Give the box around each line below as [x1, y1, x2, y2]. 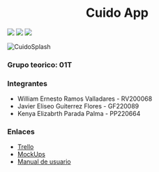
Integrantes [7, 78, 47, 88]
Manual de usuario [17, 157, 71, 166]
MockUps [17, 150, 45, 159]
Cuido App [86, 5, 149, 21]
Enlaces [7, 127, 35, 137]
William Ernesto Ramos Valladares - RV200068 [17, 94, 153, 103]
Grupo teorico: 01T [7, 59, 73, 69]
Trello [17, 143, 34, 151]
